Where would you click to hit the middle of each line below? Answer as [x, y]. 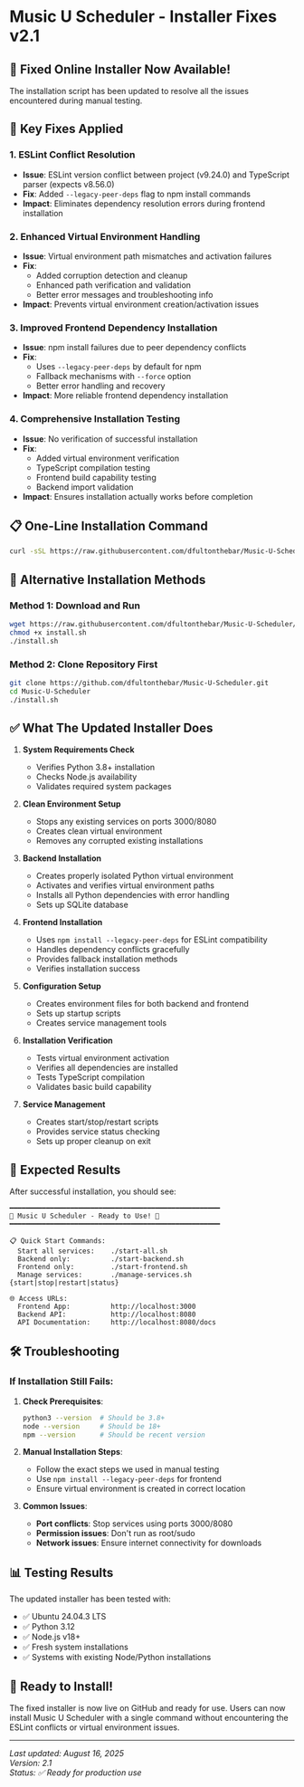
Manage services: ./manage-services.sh [105, 1275]
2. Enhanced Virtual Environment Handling [105, 236]
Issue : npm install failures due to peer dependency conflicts [134, 348]
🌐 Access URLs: [38, 1299]
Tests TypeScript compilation [90, 1077]
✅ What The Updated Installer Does [111, 727]
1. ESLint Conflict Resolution [72, 155]
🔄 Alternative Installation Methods [108, 580]
